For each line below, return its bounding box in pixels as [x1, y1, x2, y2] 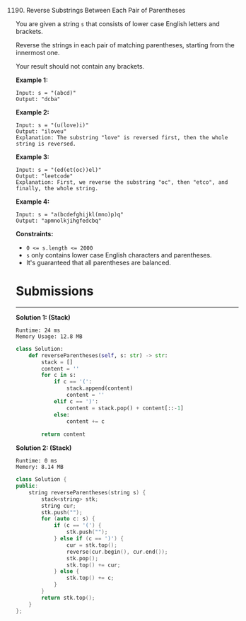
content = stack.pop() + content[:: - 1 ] [66, 405, 184, 412]
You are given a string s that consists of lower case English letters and [16, 20, 221, 28]
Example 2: [16, 108, 49, 116]
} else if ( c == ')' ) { [53, 535, 124, 542]
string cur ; [41, 502, 77, 509]
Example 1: [16, 76, 49, 84]
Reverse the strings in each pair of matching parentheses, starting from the [16, 41, 235, 49]
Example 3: [16, 153, 49, 161]
